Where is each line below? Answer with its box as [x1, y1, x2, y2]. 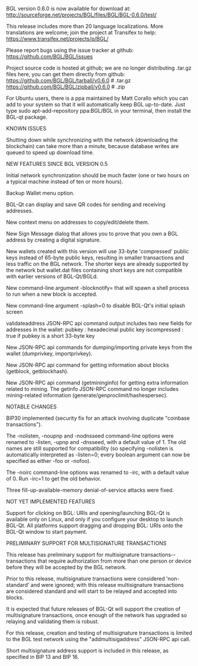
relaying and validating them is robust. [6, 618, 99, 625]
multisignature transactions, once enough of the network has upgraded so [6, 612, 187, 619]
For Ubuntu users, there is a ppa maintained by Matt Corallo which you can [6, 94, 189, 102]
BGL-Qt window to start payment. [6, 528, 87, 535]
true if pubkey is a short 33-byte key [6, 332, 95, 339]
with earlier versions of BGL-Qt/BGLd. [6, 273, 98, 280]
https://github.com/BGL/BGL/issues [6, 53, 93, 60]
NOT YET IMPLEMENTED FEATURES [6, 498, 96, 505]
